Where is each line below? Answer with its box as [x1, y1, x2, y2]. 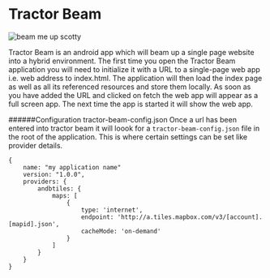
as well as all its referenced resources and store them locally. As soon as [8, 82, 251, 92]
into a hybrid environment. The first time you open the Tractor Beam [8, 56, 236, 66]
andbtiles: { [37, 184, 82, 193]
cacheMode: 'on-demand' [80, 227, 161, 235]
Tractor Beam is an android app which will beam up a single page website [8, 47, 255, 57]
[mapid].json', [8, 220, 60, 228]
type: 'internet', [80, 206, 144, 214]
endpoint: [80, 212, 114, 221]
